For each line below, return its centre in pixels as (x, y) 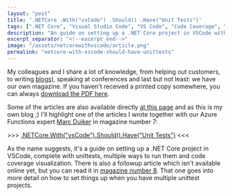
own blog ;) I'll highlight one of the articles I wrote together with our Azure (112, 114)
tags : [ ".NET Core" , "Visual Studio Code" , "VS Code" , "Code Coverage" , (114, 26)
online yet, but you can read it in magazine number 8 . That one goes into (110, 170)
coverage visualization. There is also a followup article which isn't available (114, 163)
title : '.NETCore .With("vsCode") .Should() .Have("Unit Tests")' (105, 20)
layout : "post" (29, 13)
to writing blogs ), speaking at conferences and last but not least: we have (112, 79)
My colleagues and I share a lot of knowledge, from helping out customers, (114, 71)
